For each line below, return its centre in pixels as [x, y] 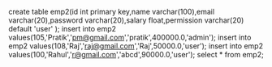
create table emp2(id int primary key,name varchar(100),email [112, 12]
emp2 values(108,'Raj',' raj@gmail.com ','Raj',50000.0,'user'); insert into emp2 [136, 46]
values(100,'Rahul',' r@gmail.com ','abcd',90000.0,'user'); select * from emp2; [136, 54]
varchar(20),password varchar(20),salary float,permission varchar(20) [126, 20]
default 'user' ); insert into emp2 [62, 29]
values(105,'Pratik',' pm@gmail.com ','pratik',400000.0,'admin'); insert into [130, 37]
